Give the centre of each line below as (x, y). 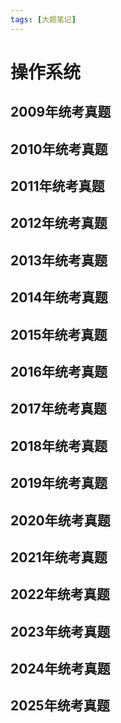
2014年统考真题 (59, 297)
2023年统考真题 (60, 631)
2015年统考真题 (59, 334)
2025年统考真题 (60, 706)
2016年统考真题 (59, 371)
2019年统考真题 (59, 483)
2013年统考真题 (59, 260)
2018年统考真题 (59, 446)
